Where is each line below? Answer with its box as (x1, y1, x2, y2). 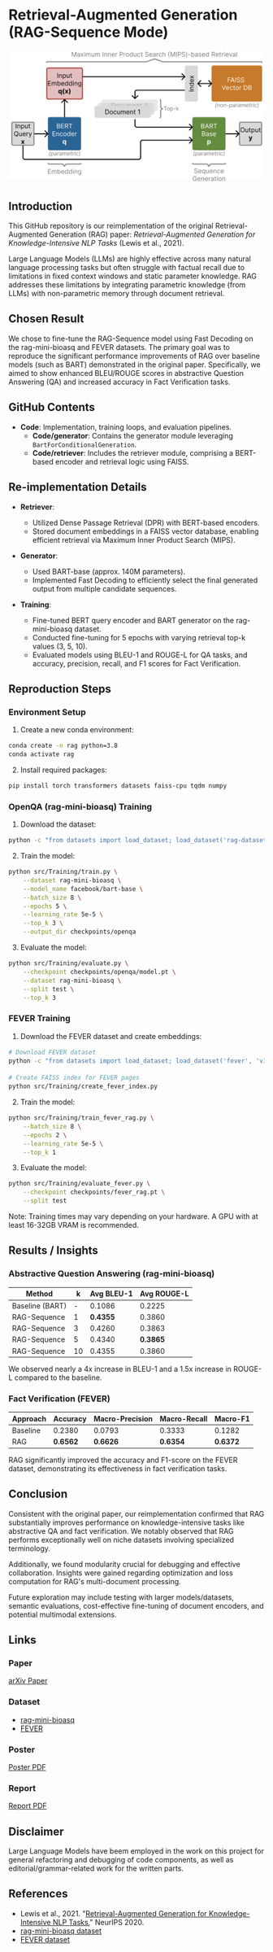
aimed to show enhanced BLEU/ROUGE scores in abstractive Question (8, 368, 245, 378)
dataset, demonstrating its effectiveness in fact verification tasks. (8, 1463, 227, 1474)
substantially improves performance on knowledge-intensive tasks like (8, 1517, 245, 1527)
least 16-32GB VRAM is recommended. (8, 1221, 140, 1230)
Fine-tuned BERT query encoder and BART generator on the (32, 615, 234, 625)
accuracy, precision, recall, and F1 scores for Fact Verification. (32, 658, 241, 668)
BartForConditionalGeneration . (32, 439, 137, 449)
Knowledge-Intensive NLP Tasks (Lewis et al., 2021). (8, 238, 184, 248)
